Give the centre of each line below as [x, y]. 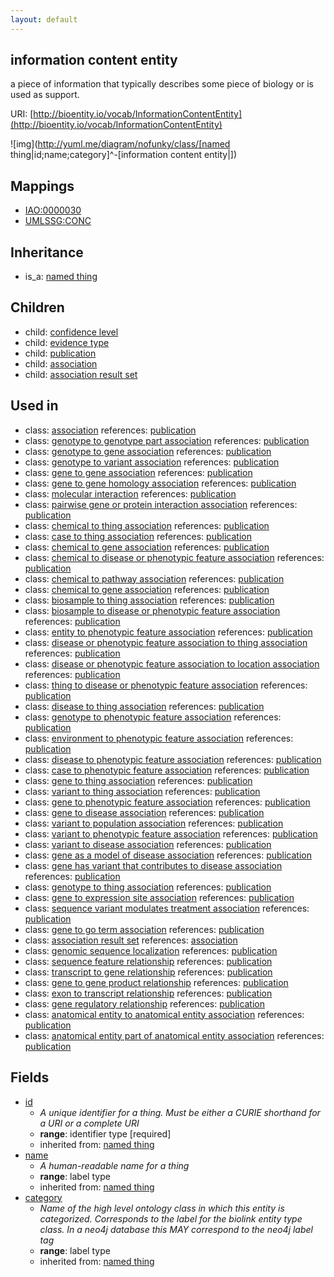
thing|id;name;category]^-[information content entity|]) [124, 155]
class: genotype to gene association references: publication [148, 451]
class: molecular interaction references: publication [130, 493]
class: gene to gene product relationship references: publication [156, 982]
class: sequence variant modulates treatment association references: [167, 908]
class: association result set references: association [131, 940]
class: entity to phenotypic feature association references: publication [168, 632]
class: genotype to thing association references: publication [148, 887]
